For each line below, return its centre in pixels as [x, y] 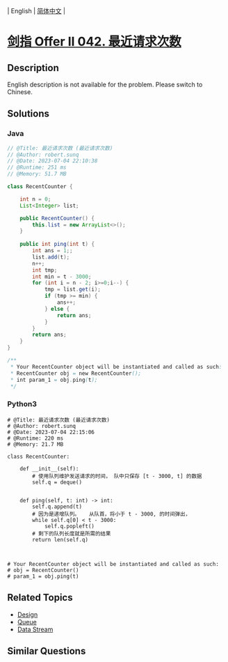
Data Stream [35, 629]
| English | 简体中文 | [36, 11]
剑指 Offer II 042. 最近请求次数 [95, 42]
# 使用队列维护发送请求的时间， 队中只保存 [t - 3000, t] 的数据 [117, 476]
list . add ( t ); [51, 257]
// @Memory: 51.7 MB [37, 174]
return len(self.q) [60, 539]
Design [27, 614]
